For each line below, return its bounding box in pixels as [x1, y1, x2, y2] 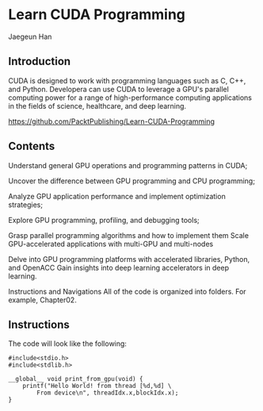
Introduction [8, 55, 71, 68]
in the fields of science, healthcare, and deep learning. [8, 101, 187, 110]
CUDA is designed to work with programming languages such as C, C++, [8, 75, 246, 85]
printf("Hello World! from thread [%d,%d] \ [22, 382, 172, 390]
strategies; [8, 200, 44, 209]
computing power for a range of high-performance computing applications [8, 93, 252, 102]
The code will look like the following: [8, 339, 127, 348]
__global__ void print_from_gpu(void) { [8, 375, 144, 383]
